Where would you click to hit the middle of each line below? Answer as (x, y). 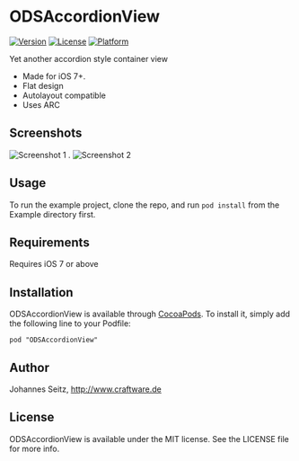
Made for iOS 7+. (54, 76)
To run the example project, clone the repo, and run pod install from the (145, 205)
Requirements (49, 242)
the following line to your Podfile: (70, 324)
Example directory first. (53, 214)
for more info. (35, 448)
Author (29, 367)
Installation (41, 293)
